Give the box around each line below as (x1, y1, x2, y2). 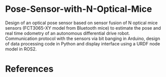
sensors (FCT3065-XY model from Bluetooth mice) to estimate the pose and (5, 25, 161, 31)
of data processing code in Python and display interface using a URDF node (5, 40, 160, 46)
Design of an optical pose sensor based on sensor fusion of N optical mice (5, 20, 158, 26)
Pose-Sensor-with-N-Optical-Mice (5, 3, 152, 15)
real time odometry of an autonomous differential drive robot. (5, 30, 130, 36)
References (5, 63, 54, 75)
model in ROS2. (5, 46, 37, 52)
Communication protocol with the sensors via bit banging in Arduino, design (5, 36, 160, 41)
